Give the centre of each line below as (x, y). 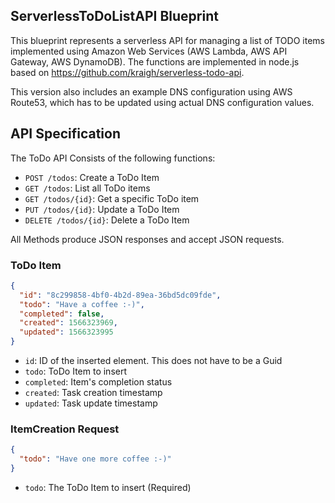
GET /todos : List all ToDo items (87, 188)
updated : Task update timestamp (91, 403)
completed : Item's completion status (98, 382)
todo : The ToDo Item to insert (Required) (108, 487)
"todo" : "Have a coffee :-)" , (82, 304)
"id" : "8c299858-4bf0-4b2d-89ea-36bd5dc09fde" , (120, 295)
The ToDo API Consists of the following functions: (113, 158)
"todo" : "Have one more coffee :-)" (95, 459)
